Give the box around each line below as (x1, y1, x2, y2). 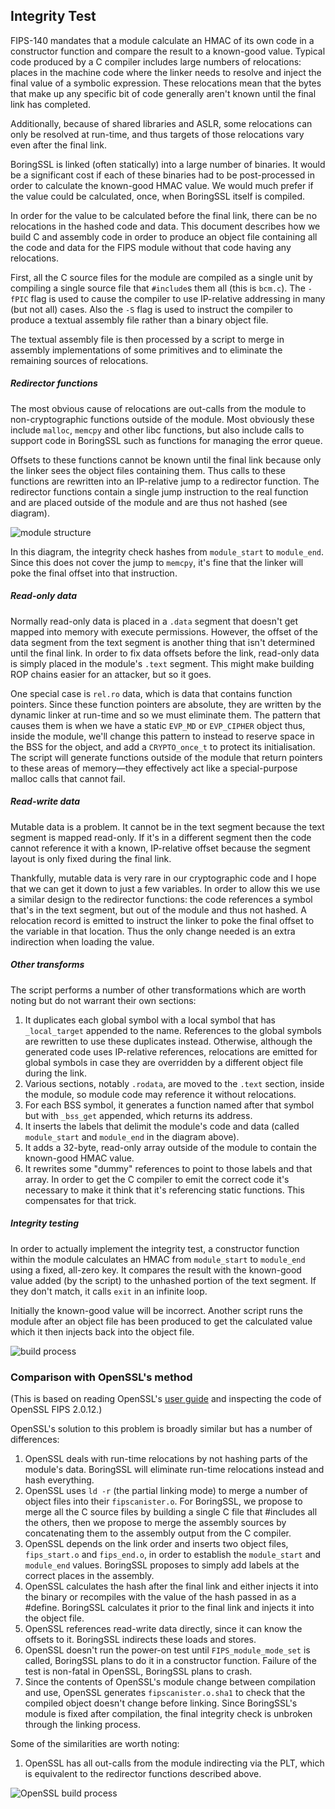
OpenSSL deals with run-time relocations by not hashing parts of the (24, 1452, 308, 1464)
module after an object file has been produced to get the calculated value (10, 1315, 313, 1327)
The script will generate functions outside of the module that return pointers (10, 751, 323, 763)
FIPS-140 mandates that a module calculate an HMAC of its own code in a (10, 34, 315, 46)
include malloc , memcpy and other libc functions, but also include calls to (10, 424, 305, 436)
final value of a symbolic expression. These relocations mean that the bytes (10, 77, 322, 89)
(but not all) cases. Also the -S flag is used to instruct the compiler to (10, 303, 293, 315)
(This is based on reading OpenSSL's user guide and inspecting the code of (10, 1392, 322, 1404)
